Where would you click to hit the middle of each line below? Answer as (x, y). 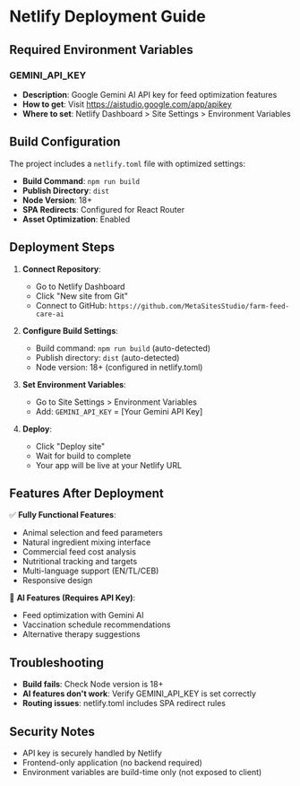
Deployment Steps (62, 247)
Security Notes (52, 732)
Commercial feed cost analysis (79, 552)
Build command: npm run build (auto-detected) (123, 348)
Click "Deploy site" (70, 446)
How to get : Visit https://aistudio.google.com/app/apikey (127, 104)
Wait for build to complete (83, 456)
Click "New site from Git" (81, 296)
